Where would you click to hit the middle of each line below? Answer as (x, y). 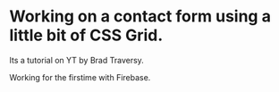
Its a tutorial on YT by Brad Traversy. (77, 60)
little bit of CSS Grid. (86, 35)
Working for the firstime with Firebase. (80, 77)
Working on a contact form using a (140, 17)
